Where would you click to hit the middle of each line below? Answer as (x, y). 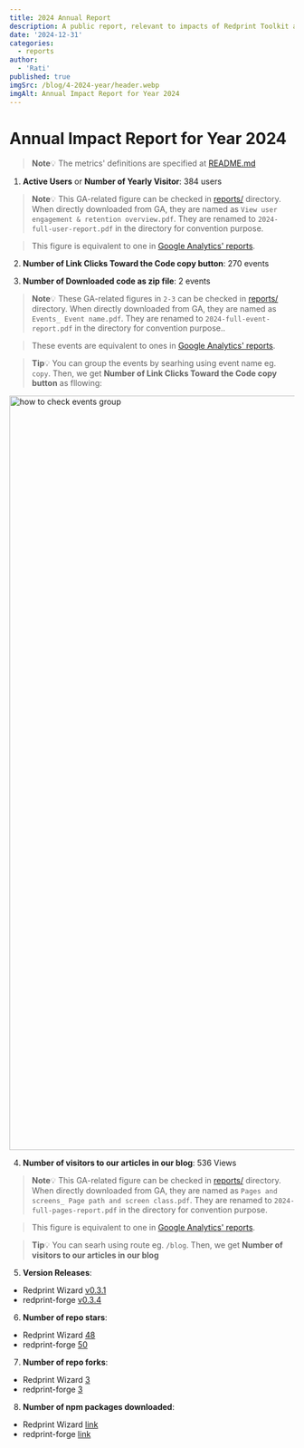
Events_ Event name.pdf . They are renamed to (117, 319)
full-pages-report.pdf (74, 1211)
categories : (32, 43)
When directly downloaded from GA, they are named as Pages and (154, 1191)
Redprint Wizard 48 (59, 1335)
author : (24, 60)
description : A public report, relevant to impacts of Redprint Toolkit (149, 26)
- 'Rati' (34, 69)
